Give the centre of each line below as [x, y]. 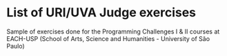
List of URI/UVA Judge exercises [101, 13]
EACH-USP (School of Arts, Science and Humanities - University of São [108, 38]
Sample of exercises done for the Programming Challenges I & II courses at [113, 31]
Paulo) [16, 46]
